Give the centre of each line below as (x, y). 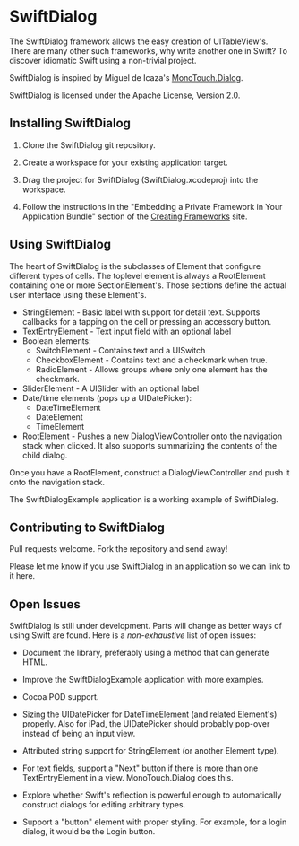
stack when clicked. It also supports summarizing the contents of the (149, 445)
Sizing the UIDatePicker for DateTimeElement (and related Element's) (149, 714)
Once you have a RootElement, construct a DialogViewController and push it (149, 472)
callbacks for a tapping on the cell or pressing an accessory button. (147, 321)
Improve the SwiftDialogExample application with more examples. (143, 680)
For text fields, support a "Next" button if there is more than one (140, 768)
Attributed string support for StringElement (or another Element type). (150, 751)
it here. (22, 576)
